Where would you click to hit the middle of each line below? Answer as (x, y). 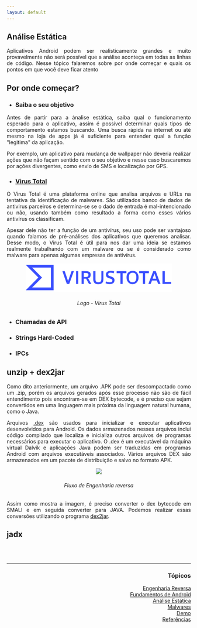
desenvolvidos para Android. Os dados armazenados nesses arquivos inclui (99, 429)
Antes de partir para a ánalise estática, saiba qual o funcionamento (99, 118)
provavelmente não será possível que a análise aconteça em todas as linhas (99, 57)
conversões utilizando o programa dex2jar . (58, 516)
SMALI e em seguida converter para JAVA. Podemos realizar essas (99, 510)
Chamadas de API (41, 322)
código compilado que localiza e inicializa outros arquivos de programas (99, 435)
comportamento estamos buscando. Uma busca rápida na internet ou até (99, 130)
